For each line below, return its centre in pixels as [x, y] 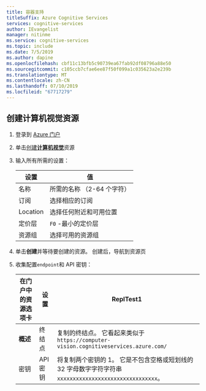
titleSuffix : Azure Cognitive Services [57, 18]
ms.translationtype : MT [37, 75]
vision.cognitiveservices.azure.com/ [112, 346]
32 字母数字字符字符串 [90, 369]
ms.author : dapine [30, 58]
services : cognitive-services [45, 23]
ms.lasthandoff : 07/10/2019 [42, 87]
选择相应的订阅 [71, 200]
